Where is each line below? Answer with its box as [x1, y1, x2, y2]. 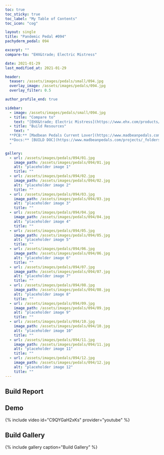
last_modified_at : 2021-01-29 [5, 66, 67, 70]
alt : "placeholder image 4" [14, 219, 71, 224]
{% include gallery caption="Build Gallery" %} [5, 444, 98, 450]
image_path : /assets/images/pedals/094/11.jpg [14, 342, 110, 347]
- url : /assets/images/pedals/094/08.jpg [9, 283, 95, 288]
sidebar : [5, 106, 23, 111]
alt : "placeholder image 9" [14, 310, 71, 315]
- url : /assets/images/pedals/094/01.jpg [9, 155, 95, 160]
